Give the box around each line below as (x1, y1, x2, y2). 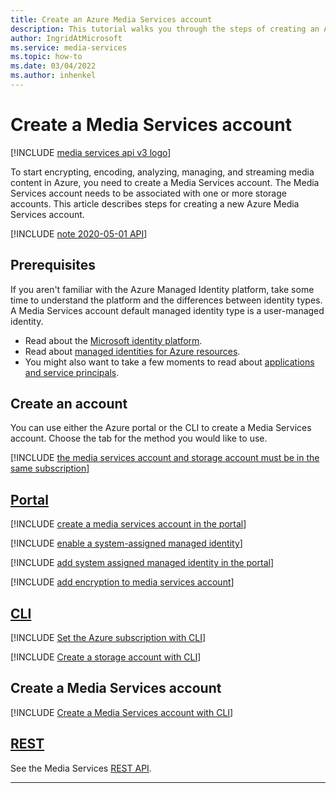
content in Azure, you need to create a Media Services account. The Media (10, 176, 320, 188)
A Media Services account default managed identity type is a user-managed (10, 304, 325, 316)
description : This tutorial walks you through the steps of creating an (10, 24, 320, 34)
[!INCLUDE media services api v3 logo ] (10, 146, 172, 158)
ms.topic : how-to (10, 52, 83, 62)
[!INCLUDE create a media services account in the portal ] (10, 518, 247, 530)
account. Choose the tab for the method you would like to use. (10, 432, 268, 445)
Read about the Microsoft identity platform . (24, 334, 203, 346)
